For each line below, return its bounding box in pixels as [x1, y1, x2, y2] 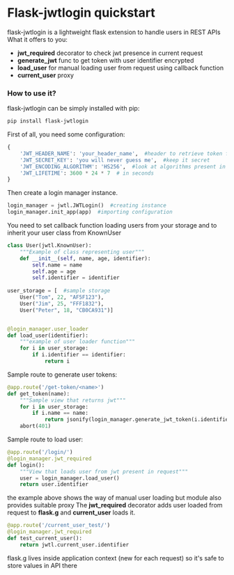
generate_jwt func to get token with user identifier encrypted [17, 56, 194, 64]
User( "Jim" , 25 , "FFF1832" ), [19, 300, 104, 307]
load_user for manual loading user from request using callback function [17, 63, 224, 72]
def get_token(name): [7, 390, 70, 397]
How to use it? [7, 88, 57, 98]
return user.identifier [19, 481, 89, 488]
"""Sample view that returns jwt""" [19, 397, 127, 404]
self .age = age [32, 268, 77, 275]
